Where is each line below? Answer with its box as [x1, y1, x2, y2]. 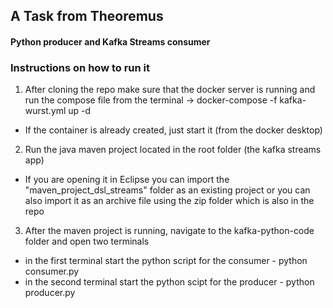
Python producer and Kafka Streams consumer [10, 35, 211, 48]
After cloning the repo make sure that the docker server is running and [24, 84, 316, 96]
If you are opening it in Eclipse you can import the [24, 174, 230, 186]
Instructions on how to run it [10, 60, 151, 74]
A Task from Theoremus [10, 8, 164, 25]
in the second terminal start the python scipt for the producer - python [24, 276, 315, 288]
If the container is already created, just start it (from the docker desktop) [24, 124, 323, 136]
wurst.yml [24, 105, 67, 117]
